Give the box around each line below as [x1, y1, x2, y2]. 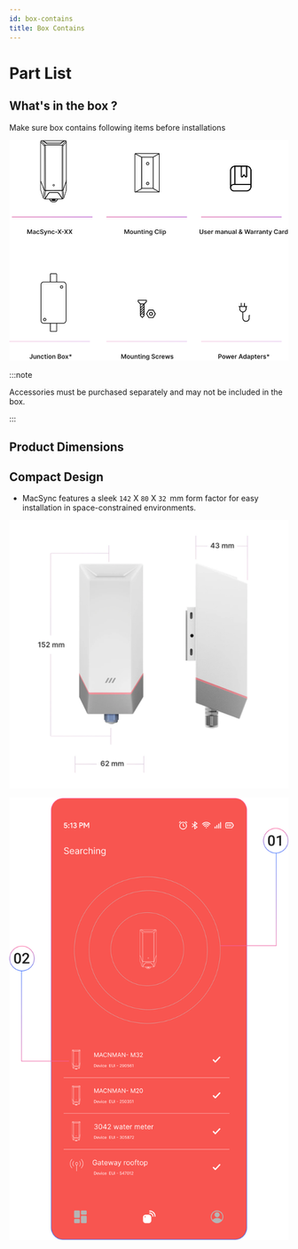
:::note [9, 370, 33, 380]
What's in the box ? [9, 99, 118, 114]
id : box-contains [9, 14, 74, 23]
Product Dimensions [9, 439, 124, 454]
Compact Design [9, 469, 104, 484]
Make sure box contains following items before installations [9, 122, 226, 132]
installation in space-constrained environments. [21, 502, 197, 513]
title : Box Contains [9, 23, 86, 33]
